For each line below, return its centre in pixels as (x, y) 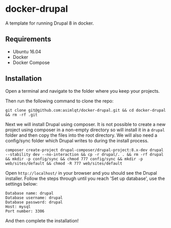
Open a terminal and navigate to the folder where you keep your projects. (83, 91)
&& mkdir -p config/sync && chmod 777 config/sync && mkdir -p (74, 159)
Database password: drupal (34, 202)
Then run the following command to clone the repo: (59, 101)
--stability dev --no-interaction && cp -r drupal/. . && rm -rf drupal (84, 154)
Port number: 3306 (25, 211)
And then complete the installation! (42, 220)
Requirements (28, 39)
